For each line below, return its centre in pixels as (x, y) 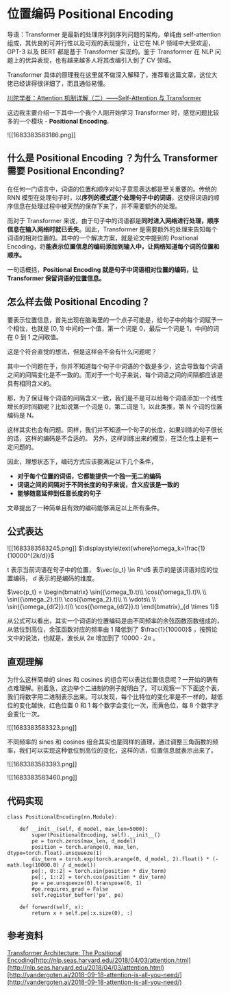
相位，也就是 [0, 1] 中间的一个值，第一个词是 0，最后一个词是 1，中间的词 (116, 328)
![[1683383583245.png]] (42, 548)
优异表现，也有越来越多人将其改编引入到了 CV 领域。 (100, 60)
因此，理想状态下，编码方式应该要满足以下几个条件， (82, 461)
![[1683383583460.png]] (42, 777)
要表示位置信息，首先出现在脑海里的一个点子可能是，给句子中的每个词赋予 (112, 319)
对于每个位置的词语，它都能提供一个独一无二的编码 (89, 476)
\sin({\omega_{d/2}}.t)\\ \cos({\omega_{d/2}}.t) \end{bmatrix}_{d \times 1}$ (113, 607)
